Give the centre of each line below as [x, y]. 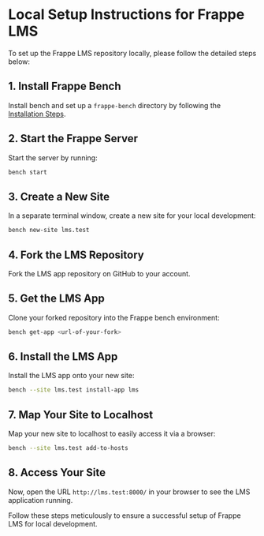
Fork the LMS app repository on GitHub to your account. [99, 273]
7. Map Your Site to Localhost [81, 415]
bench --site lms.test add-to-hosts [68, 448]
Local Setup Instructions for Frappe [126, 15]
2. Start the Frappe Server [73, 139]
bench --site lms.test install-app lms [74, 390]
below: [19, 62]
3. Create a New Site [59, 196]
